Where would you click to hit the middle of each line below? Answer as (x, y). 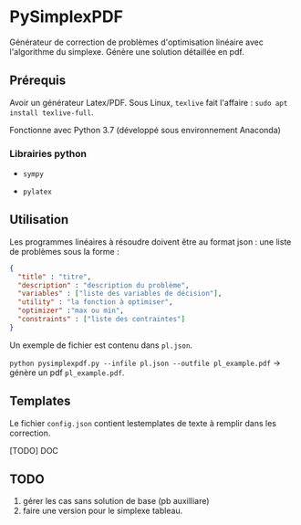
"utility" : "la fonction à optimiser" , (95, 302)
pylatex (37, 192)
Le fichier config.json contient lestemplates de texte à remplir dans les (143, 423)
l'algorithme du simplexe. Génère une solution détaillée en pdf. (127, 51)
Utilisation (39, 220)
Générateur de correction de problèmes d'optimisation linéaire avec (137, 42)
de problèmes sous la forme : (65, 251)
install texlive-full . (52, 112)
